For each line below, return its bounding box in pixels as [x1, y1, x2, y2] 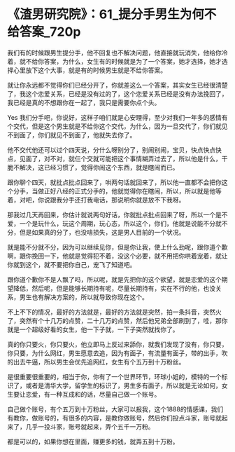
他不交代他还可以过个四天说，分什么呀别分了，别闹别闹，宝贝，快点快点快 [7, 145, 222, 154]
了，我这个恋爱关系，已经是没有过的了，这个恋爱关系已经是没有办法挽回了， [7, 89, 228, 98]
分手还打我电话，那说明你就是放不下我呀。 [62, 196, 185, 204]
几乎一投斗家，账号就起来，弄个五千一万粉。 [25, 422, 155, 431]
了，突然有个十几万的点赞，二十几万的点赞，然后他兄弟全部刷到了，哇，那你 [7, 316, 228, 324]
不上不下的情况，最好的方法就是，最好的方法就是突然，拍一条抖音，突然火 [7, 308, 222, 316]
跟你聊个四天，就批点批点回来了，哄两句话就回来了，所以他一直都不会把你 [7, 178, 222, 186]
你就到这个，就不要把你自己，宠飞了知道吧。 [7, 260, 136, 268]
